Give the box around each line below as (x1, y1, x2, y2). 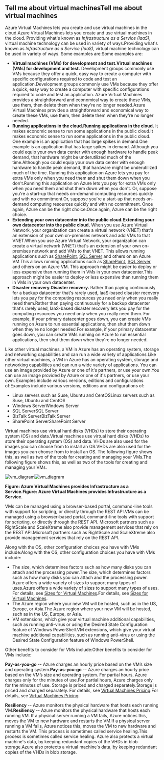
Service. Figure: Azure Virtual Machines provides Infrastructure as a (5, 489, 146, 494)
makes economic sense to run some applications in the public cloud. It (12, 128, 153, 134)
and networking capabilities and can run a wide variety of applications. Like (5, 351, 156, 357)
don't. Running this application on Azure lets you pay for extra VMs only (12, 180, 156, 186)
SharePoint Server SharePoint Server (12, 418, 86, 424)
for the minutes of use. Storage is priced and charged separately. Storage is (5, 682, 157, 688)
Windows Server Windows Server (12, 403, 79, 408)
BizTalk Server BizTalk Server (12, 413, 70, 419)
